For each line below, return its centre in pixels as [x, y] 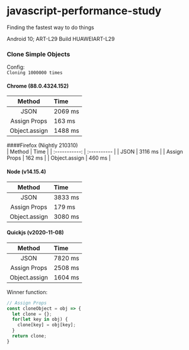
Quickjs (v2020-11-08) [35, 233]
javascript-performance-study [84, 11]
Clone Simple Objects [39, 54]
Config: [16, 67]
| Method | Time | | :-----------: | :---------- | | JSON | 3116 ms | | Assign [95, 152]
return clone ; [29, 336]
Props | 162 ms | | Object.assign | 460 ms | [59, 158]
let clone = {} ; [32, 314]
